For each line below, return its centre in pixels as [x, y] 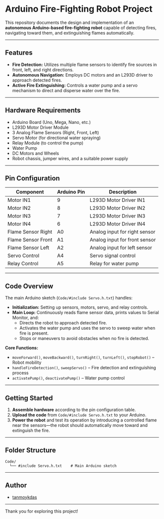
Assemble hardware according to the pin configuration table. [74, 410]
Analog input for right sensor [123, 232]
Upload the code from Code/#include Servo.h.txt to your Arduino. [79, 415]
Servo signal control [113, 256]
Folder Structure [31, 450]
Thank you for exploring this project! [41, 511]
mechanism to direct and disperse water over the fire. [66, 90]
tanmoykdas [25, 497]
